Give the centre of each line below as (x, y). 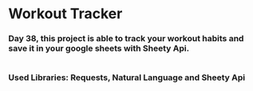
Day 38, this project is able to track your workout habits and (126, 39)
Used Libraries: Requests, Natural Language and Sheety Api (127, 78)
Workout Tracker (65, 14)
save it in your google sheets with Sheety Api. (99, 48)
